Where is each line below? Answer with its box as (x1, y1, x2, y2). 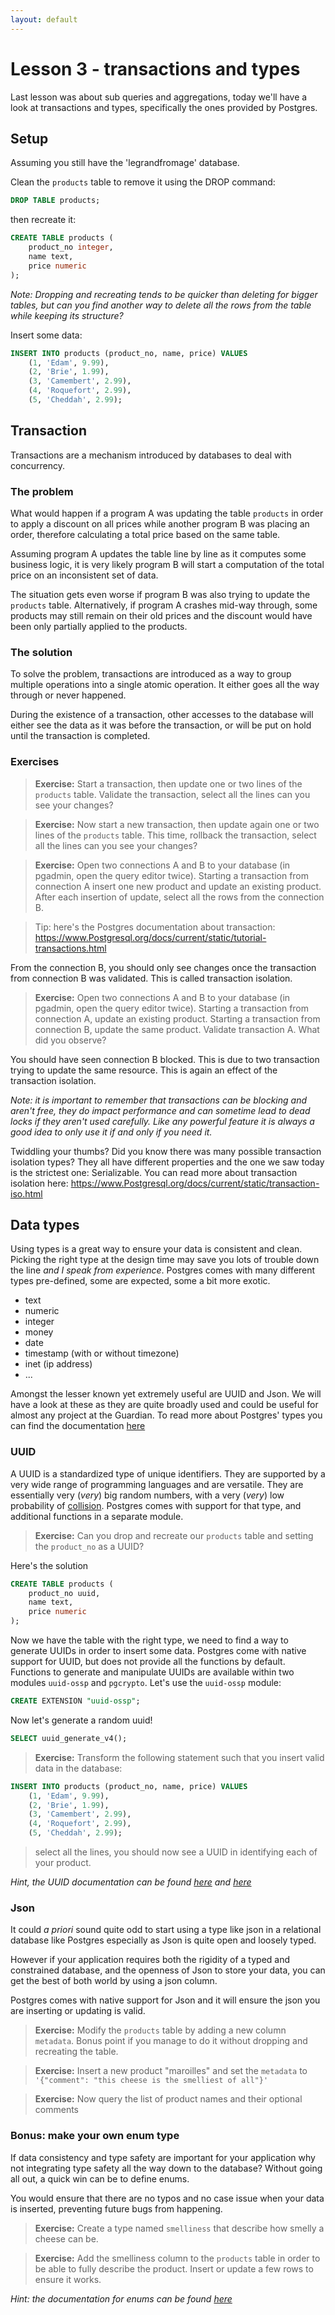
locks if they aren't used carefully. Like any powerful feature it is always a (10, 1115, 315, 1127)
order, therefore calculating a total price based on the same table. (10, 528, 281, 540)
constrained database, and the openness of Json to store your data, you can (10, 1964, 326, 1976)
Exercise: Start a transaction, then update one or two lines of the (34, 777, 303, 790)
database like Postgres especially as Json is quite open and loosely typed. (10, 1934, 317, 1946)
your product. (34, 1857, 92, 1869)
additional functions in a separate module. (10, 1510, 184, 1522)
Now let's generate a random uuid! (10, 1714, 153, 1726)
